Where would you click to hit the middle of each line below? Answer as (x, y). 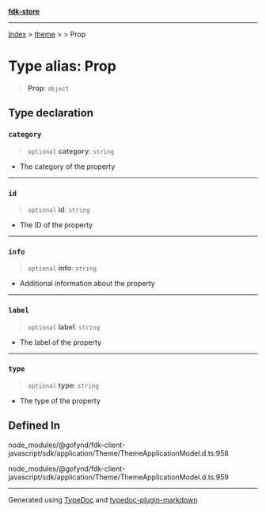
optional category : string (71, 151)
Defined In (34, 426)
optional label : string (64, 327)
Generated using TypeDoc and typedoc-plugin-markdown (103, 499)
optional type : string (63, 385)
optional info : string (62, 268)
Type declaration (51, 113)
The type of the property (60, 400)
